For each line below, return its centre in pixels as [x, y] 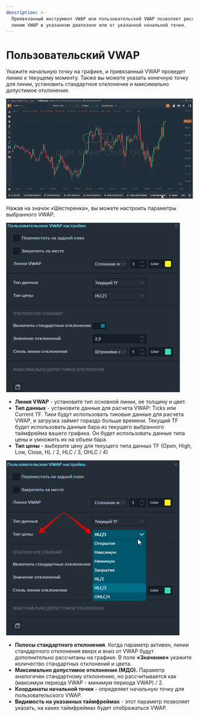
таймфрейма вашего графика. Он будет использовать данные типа [100, 433]
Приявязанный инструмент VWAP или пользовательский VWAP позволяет [97, 19]
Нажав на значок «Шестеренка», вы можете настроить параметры [91, 208]
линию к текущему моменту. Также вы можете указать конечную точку [97, 78]
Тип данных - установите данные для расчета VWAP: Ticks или [95, 408]
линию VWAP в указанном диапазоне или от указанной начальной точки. [99, 25]
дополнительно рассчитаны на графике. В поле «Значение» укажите [103, 657]
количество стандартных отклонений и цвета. [73, 664]
